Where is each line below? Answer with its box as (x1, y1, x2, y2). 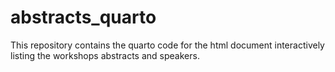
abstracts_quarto (10, 6, 157, 29)
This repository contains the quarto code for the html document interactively (10, 39, 325, 51)
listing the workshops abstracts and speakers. (10, 49, 200, 61)
